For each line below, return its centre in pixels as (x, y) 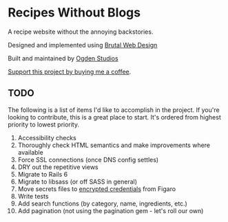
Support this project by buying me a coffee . (70, 71)
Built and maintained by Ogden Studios (63, 58)
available (30, 152)
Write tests (33, 196)
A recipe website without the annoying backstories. (81, 32)
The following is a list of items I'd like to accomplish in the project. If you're (114, 110)
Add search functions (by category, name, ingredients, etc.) (103, 203)
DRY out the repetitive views (58, 167)
